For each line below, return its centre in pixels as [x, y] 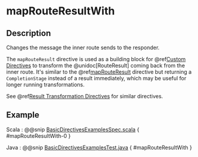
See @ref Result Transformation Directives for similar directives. [85, 96]
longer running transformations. [46, 84]
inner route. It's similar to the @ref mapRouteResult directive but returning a [99, 72]
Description [28, 33]
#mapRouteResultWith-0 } [38, 135]
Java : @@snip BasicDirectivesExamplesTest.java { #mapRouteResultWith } [99, 147]
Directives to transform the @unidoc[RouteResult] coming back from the [96, 65]
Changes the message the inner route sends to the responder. [83, 47]
